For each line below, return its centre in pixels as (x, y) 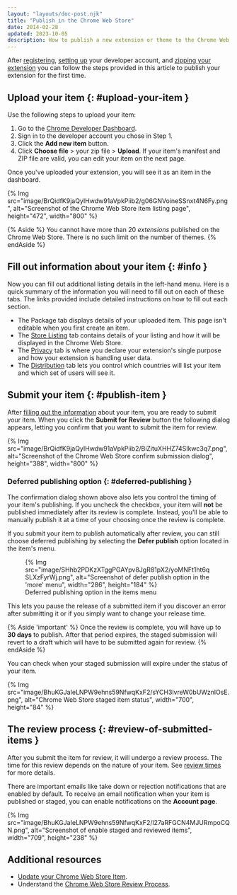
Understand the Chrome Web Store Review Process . (94, 884)
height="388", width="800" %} (53, 463)
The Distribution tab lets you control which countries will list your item (119, 365)
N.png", (18, 830)
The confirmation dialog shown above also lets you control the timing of (112, 497)
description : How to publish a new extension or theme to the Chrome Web (118, 40)
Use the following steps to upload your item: (72, 115)
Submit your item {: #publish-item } (87, 395)
